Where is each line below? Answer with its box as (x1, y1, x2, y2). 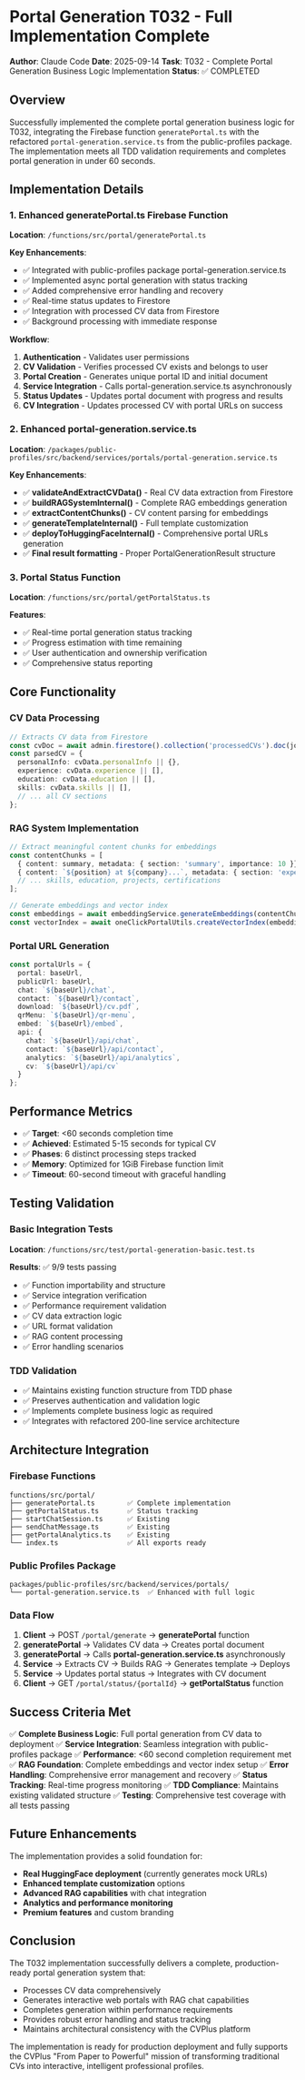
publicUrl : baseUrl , (17, 976, 95, 986)
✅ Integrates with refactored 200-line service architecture (22, 1415, 241, 1426)
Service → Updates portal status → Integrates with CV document (22, 1668, 267, 1680)
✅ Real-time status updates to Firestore (22, 296, 171, 307)
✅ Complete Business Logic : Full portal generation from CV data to (9, 1729, 262, 1740)
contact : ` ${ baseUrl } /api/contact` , (25, 1045, 165, 1054)
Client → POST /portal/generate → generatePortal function (22, 1630, 250, 1641)
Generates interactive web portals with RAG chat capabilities (22, 1994, 250, 2005)
